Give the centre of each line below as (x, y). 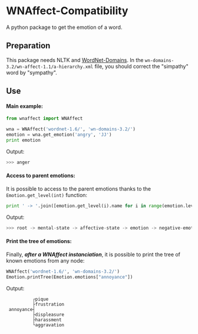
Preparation (28, 46)
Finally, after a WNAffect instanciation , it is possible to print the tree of (93, 254)
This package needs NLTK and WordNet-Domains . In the (75, 60)
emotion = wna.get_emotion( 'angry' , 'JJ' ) (59, 135)
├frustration (48, 304)
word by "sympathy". (32, 73)
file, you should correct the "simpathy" (141, 66)
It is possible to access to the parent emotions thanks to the (79, 189)
